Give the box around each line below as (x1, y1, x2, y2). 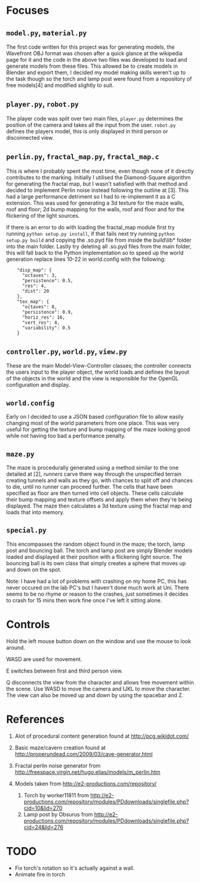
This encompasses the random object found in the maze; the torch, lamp (6, 540, 185, 548)
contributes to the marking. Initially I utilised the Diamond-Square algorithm (6, 173, 191, 181)
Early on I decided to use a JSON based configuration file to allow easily (6, 413, 184, 421)
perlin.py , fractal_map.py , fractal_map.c (6, 151, 159, 162)
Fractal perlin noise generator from (14, 762, 101, 769)
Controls (6, 618, 50, 632)
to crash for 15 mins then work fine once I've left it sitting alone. (6, 596, 162, 603)
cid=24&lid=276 (23, 823, 64, 831)
